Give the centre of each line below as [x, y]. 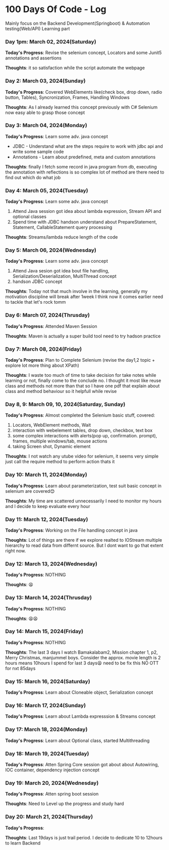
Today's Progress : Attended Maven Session [51, 326]
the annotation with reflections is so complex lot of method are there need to [85, 172]
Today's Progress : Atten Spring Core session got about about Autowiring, [82, 764]
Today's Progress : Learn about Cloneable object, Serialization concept [79, 693]
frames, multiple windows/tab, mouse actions [60, 441]
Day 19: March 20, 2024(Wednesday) [52, 783]
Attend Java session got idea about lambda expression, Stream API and [87, 211]
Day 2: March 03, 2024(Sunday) [45, 81]
